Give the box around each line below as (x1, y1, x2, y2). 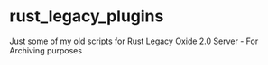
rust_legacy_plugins (9, 6, 164, 27)
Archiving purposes (9, 45, 83, 55)
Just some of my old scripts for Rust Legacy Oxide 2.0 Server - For (9, 36, 259, 46)
